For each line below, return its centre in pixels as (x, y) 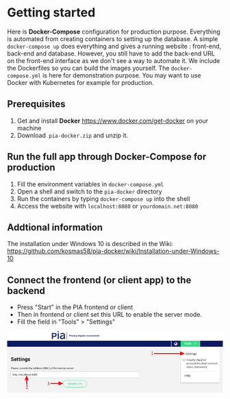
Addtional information (55, 227)
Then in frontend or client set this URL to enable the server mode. (110, 315)
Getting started (51, 13)
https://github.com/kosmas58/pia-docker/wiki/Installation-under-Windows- (114, 251)
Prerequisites (36, 104)
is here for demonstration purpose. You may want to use (122, 75)
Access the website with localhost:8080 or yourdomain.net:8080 (107, 206)
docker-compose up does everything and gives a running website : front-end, (114, 46)
